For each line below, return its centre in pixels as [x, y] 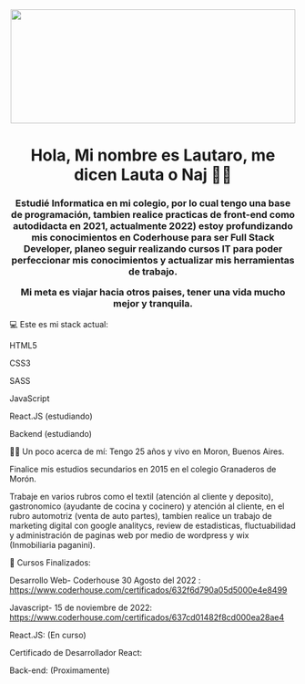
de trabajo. [153, 272]
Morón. [23, 479]
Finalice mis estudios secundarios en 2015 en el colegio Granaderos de [143, 469]
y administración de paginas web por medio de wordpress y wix [129, 535]
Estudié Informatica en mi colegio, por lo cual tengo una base [153, 203]
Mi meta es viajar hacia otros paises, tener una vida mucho [153, 293]
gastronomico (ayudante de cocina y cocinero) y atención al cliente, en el [147, 506]
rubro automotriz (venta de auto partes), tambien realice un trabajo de [141, 515]
